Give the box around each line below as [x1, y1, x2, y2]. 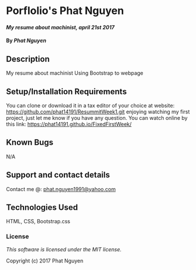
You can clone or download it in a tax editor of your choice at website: [6, 102, 175, 109]
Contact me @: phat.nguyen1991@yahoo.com [6, 185, 116, 192]
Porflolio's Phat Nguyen [6, 4, 124, 18]
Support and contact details [6, 170, 110, 180]
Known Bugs [6, 137, 54, 147]
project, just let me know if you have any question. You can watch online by [6, 115, 188, 121]
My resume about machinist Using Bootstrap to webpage [6, 70, 143, 77]
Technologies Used [6, 203, 78, 213]
